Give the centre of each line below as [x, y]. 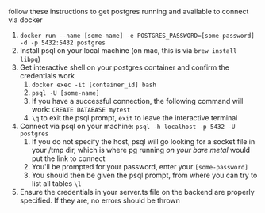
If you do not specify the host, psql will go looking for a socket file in [143, 141]
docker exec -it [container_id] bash [94, 85]
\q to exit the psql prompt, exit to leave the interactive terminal [134, 118]
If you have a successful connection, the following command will [137, 101]
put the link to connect [68, 158]
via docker [25, 20]
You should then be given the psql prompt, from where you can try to [144, 175]
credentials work [47, 76]
